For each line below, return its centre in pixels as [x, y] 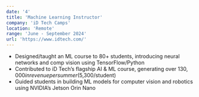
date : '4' [19, 12]
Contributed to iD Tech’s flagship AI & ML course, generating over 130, [101, 69]
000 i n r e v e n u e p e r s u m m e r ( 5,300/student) [65, 75]
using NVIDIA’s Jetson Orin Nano [55, 88]
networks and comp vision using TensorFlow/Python [79, 62]
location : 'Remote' [30, 28]
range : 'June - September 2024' [46, 34]
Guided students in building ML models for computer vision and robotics [104, 82]
